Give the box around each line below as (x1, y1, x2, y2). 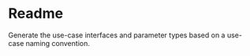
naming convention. (25, 38, 91, 47)
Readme (8, 5, 64, 23)
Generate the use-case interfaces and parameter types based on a (8, 30, 226, 40)
